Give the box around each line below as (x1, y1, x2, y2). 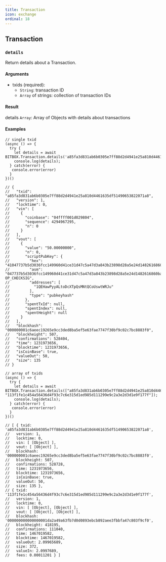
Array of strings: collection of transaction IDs (19, 93, 111, 98)
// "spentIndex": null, (5, 306, 68, 311)
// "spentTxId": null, (5, 301, 65, 307)
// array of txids (5, 371, 43, 376)
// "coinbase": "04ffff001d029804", (5, 215, 94, 220)
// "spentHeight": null (5, 310, 68, 315)
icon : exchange (5, 12, 37, 17)
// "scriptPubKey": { (5, 254, 63, 259)
